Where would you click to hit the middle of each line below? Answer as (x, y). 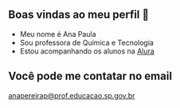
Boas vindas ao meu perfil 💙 (79, 15)
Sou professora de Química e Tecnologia (86, 42)
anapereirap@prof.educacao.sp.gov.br (72, 95)
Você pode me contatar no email (90, 76)
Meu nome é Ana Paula (58, 34)
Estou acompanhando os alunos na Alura (87, 51)
